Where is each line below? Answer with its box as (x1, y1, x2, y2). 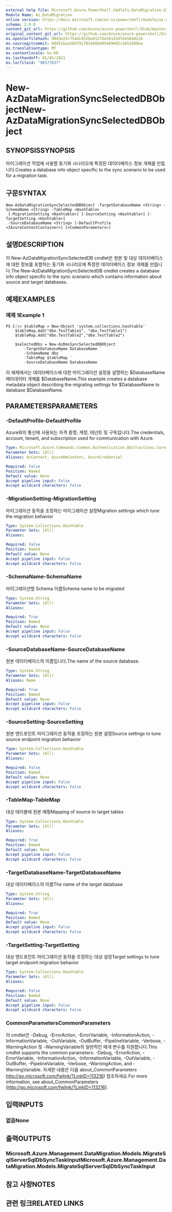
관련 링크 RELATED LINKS (6, 1199, 84, 1208)
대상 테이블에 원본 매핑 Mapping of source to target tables (6, 809, 124, 815)
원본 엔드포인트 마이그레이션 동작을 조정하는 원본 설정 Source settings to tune (6, 731, 161, 737)
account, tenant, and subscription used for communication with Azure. (6, 435, 154, 441)
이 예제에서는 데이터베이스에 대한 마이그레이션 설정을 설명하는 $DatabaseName (6, 369, 165, 375)
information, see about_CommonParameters (6, 1079, 99, 1085)
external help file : (6, 7, 50, 13)
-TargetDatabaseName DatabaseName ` (24, 346, 102, 351)
